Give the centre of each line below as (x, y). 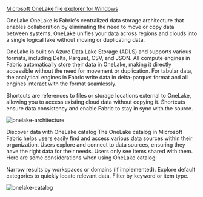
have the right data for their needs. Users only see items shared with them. (100, 151)
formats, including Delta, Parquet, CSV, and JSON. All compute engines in (98, 58)
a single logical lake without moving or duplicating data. (76, 40)
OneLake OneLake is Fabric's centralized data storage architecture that (95, 20)
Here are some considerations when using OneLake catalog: (82, 158)
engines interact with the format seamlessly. (62, 84)
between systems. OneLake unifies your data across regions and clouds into (102, 33)
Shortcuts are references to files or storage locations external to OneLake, (99, 95)
